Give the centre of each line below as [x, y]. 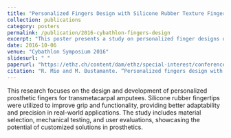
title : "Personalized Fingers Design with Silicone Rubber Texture [106, 13]
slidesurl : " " [29, 58]
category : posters [33, 26]
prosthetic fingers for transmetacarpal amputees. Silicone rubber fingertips [113, 97]
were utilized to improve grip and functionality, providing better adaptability [113, 105]
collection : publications [44, 20]
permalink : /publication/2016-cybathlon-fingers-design [89, 33]
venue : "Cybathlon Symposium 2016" [58, 52]
